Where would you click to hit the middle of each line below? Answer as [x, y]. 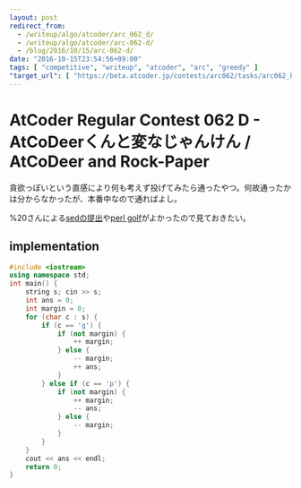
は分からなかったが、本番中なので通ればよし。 [95, 199]
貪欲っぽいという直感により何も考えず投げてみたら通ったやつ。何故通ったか [150, 187]
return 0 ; [44, 467]
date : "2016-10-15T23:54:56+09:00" [76, 59]
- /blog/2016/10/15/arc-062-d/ [76, 51]
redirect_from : [38, 26]
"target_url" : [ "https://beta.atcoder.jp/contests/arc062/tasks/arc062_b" [154, 76]
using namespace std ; [50, 275]
